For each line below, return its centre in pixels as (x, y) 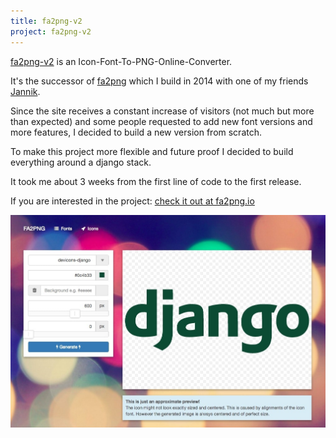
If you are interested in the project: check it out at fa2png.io (132, 201)
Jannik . (25, 91)
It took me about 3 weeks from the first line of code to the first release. (156, 181)
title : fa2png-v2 (46, 21)
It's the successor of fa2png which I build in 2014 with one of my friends (159, 81)
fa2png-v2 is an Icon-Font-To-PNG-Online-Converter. (121, 61)
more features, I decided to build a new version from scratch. (136, 132)
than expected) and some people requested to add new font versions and (161, 121)
